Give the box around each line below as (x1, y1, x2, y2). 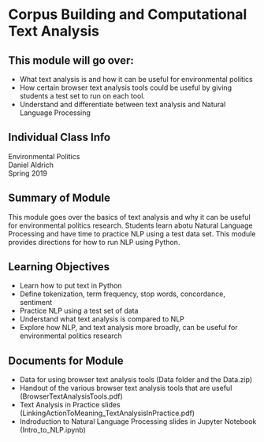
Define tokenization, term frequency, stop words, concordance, (19, 289, 226, 299)
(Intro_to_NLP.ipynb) (19, 425, 87, 435)
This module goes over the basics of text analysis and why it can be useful (8, 212, 251, 221)
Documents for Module (8, 354, 124, 367)
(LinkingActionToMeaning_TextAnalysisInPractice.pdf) (19, 408, 195, 418)
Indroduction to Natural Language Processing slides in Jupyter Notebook (19, 417, 257, 426)
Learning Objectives (8, 260, 110, 273)
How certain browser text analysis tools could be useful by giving (19, 83, 232, 92)
